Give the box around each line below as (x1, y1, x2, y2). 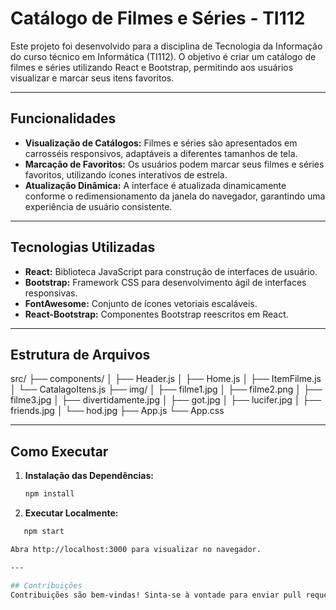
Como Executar (10, 443, 109, 460)
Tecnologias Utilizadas (10, 239, 156, 256)
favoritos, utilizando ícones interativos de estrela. (24, 168, 228, 181)
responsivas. (24, 287, 78, 299)
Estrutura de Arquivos (10, 346, 151, 363)
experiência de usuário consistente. (24, 200, 173, 212)
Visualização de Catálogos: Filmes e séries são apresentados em (24, 137, 298, 149)
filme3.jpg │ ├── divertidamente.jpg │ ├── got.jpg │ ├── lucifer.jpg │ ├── (10, 394, 322, 406)
